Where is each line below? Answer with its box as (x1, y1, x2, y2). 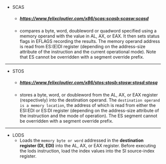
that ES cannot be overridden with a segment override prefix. (19, 54, 144, 60)
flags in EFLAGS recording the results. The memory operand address (19, 38, 161, 44)
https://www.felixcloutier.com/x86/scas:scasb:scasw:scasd (19, 15, 149, 21)
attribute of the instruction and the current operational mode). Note (19, 49, 157, 55)
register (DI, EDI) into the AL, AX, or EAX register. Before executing (19, 142, 156, 148)
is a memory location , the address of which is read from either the (19, 102, 156, 108)
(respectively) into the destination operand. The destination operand (19, 97, 160, 103)
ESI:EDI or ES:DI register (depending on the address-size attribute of (19, 107, 159, 113)
